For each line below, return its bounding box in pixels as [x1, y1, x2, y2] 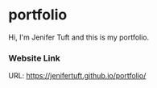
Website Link [8, 52, 60, 64]
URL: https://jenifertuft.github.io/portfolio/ [8, 71, 147, 81]
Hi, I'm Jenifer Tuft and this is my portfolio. [8, 32, 150, 42]
